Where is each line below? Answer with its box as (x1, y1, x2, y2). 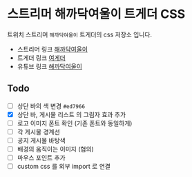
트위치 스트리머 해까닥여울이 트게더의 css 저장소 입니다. (7, 30, 153, 39)
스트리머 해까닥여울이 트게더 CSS (7, 6, 186, 22)
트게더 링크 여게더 (17, 53, 66, 62)
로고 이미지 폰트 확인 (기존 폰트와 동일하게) (17, 118, 133, 127)
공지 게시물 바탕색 (17, 136, 66, 145)
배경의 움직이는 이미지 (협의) (17, 145, 95, 154)
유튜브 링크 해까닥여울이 (17, 62, 83, 70)
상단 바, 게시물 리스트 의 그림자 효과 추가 (17, 110, 126, 118)
